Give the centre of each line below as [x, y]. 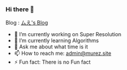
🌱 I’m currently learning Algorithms [56, 41]
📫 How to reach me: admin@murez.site [63, 53]
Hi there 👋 [20, 9]
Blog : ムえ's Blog [27, 23]
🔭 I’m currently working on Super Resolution [68, 34]
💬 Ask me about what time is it [51, 47]
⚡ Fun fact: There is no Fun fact [52, 62]
